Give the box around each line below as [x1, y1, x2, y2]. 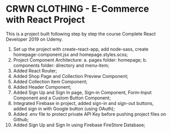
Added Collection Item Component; [13, 78, 88, 85]
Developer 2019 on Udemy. [6, 36, 63, 42]
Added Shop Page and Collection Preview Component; [13, 73, 129, 79]
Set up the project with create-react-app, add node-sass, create [13, 46, 149, 52]
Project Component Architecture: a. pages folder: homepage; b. [13, 57, 148, 63]
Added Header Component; [13, 84, 72, 90]
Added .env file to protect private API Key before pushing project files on [13, 111, 166, 117]
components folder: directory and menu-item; [13, 62, 109, 68]
